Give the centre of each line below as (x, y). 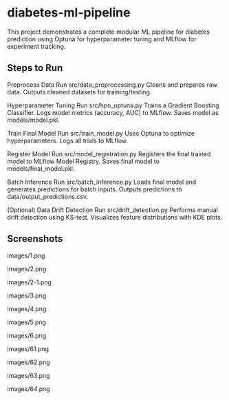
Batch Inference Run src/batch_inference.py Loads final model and (102, 182)
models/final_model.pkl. (41, 168)
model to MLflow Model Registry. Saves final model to (84, 161)
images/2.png (27, 269)
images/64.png (29, 389)
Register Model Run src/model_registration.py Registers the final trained (109, 154)
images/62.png (29, 362)
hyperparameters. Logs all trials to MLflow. (68, 140)
